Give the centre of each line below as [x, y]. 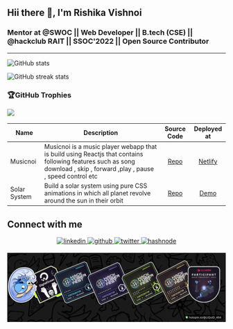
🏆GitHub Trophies [39, 95]
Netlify [208, 161]
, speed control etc [71, 176]
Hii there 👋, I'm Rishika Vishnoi [75, 13]
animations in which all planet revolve [97, 193]
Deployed [208, 129]
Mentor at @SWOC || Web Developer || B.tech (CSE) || [100, 33]
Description [101, 132]
